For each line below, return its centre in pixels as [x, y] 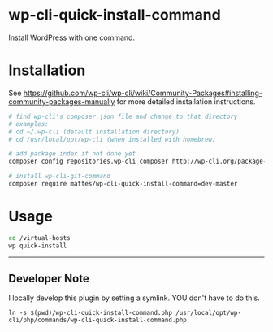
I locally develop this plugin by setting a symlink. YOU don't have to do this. [134, 298]
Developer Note [49, 278]
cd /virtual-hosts [39, 238]
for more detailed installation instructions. [186, 101]
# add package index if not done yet [72, 154]
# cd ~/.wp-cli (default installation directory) [94, 132]
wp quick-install [38, 246]
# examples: [28, 124]
